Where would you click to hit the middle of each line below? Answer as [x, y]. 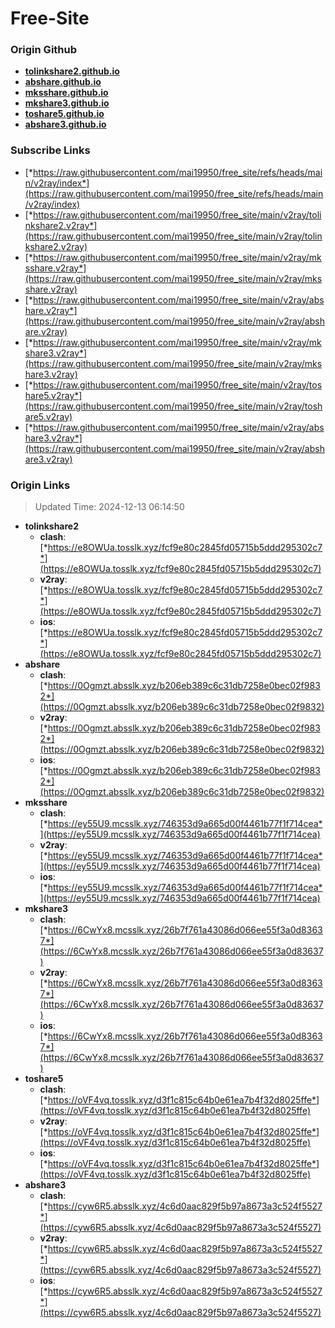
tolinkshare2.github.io [72, 71]
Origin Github [44, 50]
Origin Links [40, 485]
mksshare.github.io [66, 93]
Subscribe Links [50, 150]
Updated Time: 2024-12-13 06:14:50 [109, 507]
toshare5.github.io [64, 114]
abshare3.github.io [65, 124]
